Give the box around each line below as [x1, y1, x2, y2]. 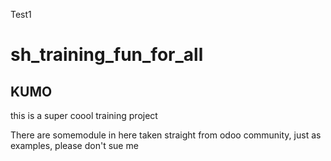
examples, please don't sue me [10, 140, 139, 151]
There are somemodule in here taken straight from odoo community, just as [10, 129, 322, 141]
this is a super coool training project [10, 110, 158, 121]
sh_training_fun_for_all [10, 44, 204, 66]
